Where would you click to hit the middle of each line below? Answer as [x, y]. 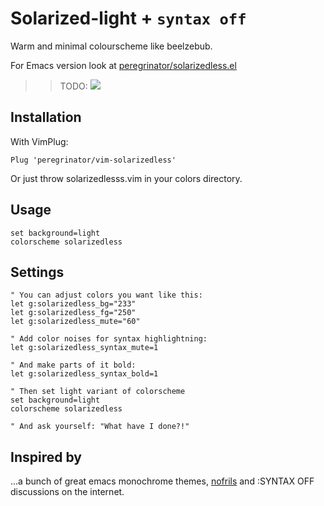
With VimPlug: [39, 141]
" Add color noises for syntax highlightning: [109, 339]
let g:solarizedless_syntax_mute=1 [84, 348]
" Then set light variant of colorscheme [98, 392]
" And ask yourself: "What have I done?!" [100, 427]
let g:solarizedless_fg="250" [73, 313]
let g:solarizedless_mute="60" [75, 322]
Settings [37, 272]
